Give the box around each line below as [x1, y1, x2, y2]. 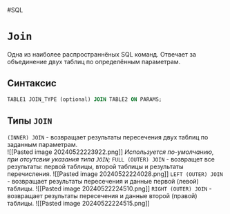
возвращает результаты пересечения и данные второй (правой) [7, 192, 198, 200]
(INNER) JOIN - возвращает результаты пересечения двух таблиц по [7, 133, 209, 142]
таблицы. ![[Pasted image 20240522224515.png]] [7, 200, 150, 208]
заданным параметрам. [7, 141, 78, 149]
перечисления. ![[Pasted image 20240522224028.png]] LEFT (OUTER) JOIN [7, 170, 223, 178]
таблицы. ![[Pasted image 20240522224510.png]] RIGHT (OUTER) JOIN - [7, 184, 212, 193]
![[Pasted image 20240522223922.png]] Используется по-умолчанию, [7, 148, 214, 156]
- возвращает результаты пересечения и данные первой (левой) [7, 177, 199, 186]
